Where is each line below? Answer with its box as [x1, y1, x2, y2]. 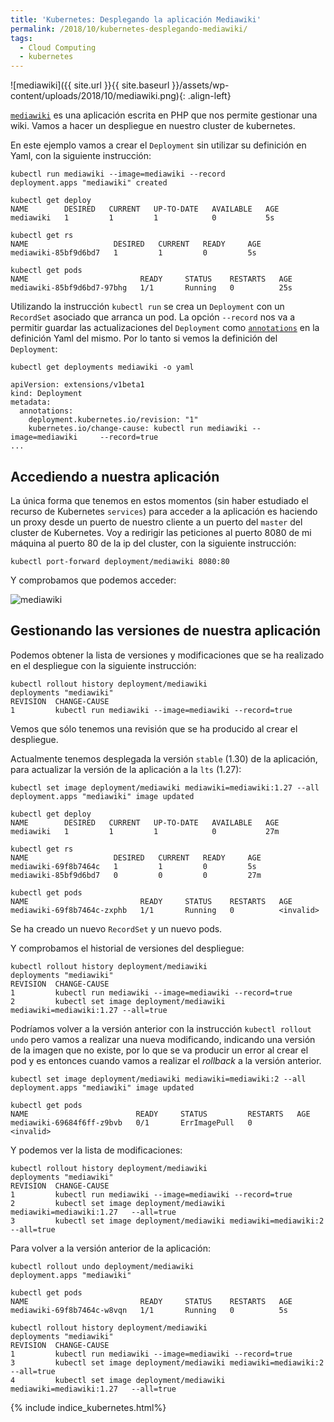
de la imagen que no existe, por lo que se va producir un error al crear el [10, 1044, 309, 1056]
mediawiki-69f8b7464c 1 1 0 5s [10, 861, 257, 871]
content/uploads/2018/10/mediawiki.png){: [10, 90, 186, 102]
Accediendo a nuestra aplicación [10, 468, 220, 485]
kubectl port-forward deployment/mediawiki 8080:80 [10, 556, 230, 566]
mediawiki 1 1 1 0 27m [10, 826, 280, 836]
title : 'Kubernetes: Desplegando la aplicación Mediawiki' [10, 14, 262, 25]
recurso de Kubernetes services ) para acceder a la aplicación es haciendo [10, 505, 318, 517]
